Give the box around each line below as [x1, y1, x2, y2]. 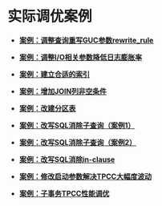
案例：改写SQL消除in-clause [18, 154, 115, 164]
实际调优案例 [7, 7, 93, 26]
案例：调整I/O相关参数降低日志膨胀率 [18, 52, 142, 62]
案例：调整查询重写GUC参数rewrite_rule [18, 35, 154, 45]
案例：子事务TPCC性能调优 [18, 188, 110, 198]
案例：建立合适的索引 [18, 69, 90, 79]
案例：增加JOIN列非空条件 [18, 86, 107, 96]
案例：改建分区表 [18, 103, 76, 113]
